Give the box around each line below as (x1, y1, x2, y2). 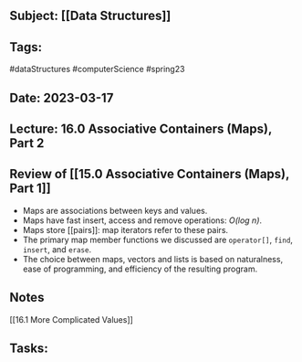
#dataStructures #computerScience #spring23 (9, 64, 185, 75)
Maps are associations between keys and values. (22, 205, 208, 216)
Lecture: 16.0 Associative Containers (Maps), (9, 121, 272, 136)
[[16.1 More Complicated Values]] (9, 314, 134, 325)
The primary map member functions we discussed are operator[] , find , (22, 234, 294, 245)
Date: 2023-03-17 (9, 90, 114, 105)
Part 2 (9, 135, 45, 151)
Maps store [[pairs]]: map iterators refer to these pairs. (22, 224, 229, 235)
